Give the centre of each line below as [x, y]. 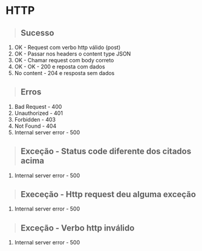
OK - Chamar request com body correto [64, 60]
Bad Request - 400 [38, 106]
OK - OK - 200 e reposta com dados [60, 67]
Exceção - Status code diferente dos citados [106, 152]
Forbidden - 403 [35, 119]
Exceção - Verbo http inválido [77, 228]
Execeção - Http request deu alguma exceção [108, 194]
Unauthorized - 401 [38, 113]
